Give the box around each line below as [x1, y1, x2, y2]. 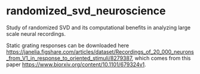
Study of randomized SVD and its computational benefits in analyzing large [6, 24, 191, 31]
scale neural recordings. [6, 30, 66, 37]
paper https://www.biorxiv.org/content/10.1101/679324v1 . [6, 61, 146, 68]
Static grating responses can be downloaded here [6, 42, 130, 49]
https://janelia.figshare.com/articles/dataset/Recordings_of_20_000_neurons [6, 48, 194, 55]
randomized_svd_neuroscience [6, 4, 166, 18]
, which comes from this [131, 54, 191, 61]
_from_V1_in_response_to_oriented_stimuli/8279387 [6, 54, 133, 61]
